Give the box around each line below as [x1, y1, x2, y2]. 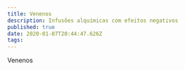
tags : [7, 37, 23, 44]
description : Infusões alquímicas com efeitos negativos [7, 17, 179, 24]
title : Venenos [7, 10, 52, 18]
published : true [7, 23, 55, 30]
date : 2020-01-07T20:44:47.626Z [7, 30, 102, 37]
